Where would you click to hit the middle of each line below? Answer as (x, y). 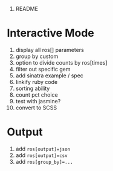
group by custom (37, 56)
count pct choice (37, 95)
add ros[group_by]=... (44, 161)
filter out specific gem (43, 69)
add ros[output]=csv (42, 155)
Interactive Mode (50, 33)
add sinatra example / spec (50, 76)
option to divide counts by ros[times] (61, 62)
